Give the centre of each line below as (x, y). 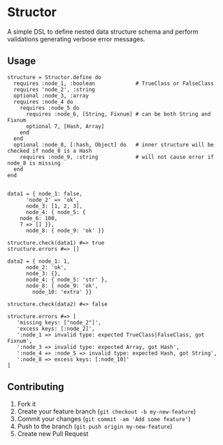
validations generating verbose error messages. (76, 39)
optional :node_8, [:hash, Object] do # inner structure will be (114, 144)
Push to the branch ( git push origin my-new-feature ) (95, 426)
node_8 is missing (34, 163)
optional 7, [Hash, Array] (65, 126)
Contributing (36, 387)
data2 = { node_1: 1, (39, 261)
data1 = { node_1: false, (45, 193)
